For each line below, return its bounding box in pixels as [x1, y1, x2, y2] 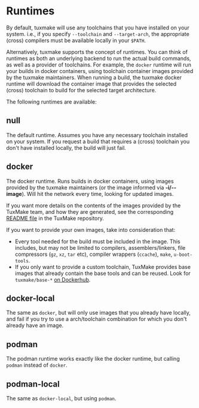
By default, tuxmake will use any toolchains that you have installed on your [6, 24, 190, 31]
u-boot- [173, 252, 193, 258]
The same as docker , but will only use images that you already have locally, [6, 309, 191, 316]
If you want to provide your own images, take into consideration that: [6, 226, 176, 233]
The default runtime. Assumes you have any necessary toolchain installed [6, 131, 188, 138]
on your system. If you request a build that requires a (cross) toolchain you [6, 138, 190, 145]
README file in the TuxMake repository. [6, 214, 105, 222]
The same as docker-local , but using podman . [6, 395, 117, 402]
